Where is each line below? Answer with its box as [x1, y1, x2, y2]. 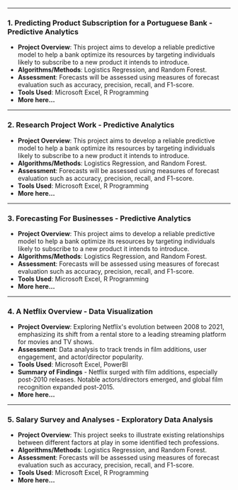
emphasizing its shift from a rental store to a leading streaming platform [17, 330, 227, 339]
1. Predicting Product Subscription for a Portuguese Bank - [7, 18, 212, 28]
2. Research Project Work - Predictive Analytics [7, 120, 175, 130]
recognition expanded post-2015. [17, 383, 115, 391]
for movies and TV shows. [17, 338, 94, 346]
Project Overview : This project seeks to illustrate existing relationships [17, 430, 225, 440]
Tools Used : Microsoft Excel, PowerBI [17, 360, 128, 369]
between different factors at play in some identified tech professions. [17, 438, 220, 447]
